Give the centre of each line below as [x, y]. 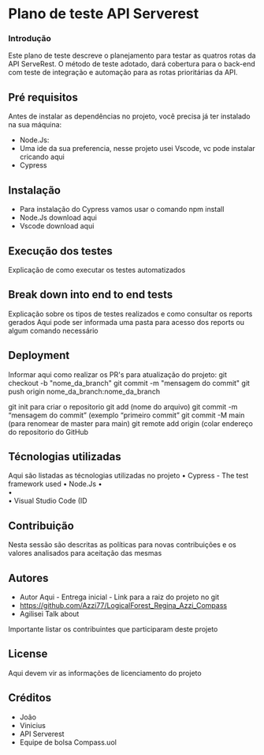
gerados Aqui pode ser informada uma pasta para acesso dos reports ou [126, 322]
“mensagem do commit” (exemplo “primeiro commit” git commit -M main [126, 415]
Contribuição [41, 525]
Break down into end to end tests [91, 294]
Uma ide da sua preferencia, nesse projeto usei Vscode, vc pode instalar [138, 149]
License [28, 654]
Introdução [30, 39]
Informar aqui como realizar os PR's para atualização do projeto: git [117, 374]
